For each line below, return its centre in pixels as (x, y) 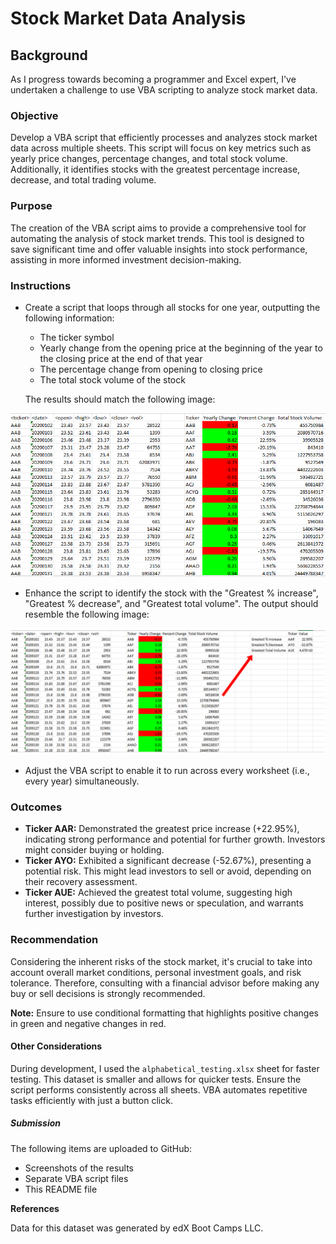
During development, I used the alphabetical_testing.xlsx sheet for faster (165, 1068)
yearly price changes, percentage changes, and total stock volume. (149, 159)
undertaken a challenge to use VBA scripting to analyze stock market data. (164, 90)
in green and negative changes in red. (88, 1023)
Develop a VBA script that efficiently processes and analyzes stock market (164, 138)
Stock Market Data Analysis (128, 18)
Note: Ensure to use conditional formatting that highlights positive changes (164, 1013)
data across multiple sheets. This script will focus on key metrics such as (161, 148)
